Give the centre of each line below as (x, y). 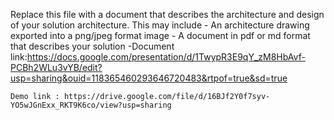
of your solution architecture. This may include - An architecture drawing (160, 25)
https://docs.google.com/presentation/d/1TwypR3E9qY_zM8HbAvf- (166, 57)
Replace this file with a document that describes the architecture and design (167, 14)
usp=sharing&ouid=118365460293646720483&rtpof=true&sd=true (149, 78)
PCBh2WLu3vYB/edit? (56, 67)
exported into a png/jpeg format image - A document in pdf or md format (160, 35)
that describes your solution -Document (92, 46)
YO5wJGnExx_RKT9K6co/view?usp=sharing (91, 105)
